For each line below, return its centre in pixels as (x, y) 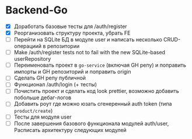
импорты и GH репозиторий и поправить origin (73, 72)
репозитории (63, 46)
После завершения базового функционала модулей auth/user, (91, 123)
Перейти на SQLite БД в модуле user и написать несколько (88, 40)
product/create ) (33, 110)
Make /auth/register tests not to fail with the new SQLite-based (90, 53)
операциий (28, 46)
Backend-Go (36, 10)
